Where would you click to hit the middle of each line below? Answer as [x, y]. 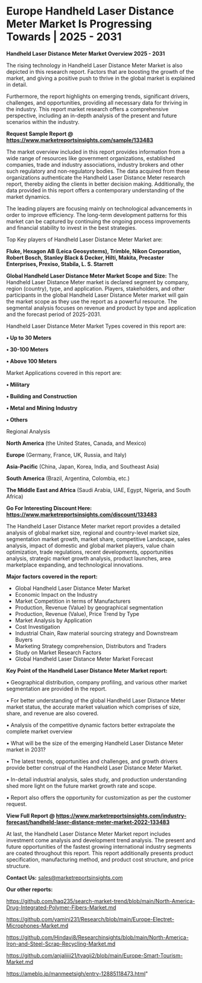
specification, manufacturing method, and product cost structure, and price [100, 859]
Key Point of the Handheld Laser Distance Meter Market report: [87, 670]
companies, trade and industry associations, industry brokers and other [95, 164]
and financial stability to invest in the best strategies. [71, 227]
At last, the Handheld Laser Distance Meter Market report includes [89, 834]
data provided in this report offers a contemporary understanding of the [95, 190]
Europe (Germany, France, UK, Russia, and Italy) [66, 455]
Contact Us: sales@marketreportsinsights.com [65, 877]
